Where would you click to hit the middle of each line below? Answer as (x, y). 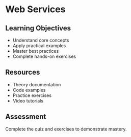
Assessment (26, 117)
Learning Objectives (38, 28)
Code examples (29, 90)
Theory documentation (37, 84)
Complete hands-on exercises (44, 56)
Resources (23, 72)
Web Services (35, 9)
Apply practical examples (39, 46)
